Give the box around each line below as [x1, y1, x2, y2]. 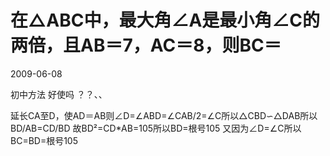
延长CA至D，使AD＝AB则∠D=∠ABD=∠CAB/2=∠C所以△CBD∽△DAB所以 [10, 109, 318, 121]
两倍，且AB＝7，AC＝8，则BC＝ [10, 34, 282, 57]
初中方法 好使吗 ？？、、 [10, 88, 108, 100]
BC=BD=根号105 [10, 134, 79, 146]
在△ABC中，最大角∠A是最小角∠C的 [10, 9, 321, 32]
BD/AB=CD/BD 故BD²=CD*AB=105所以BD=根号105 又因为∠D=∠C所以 [10, 122, 302, 134]
